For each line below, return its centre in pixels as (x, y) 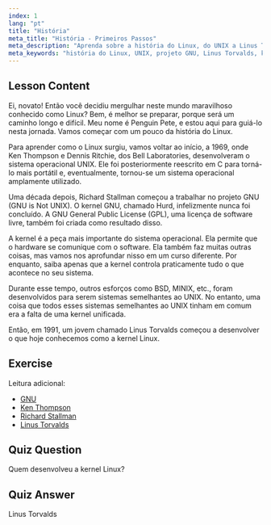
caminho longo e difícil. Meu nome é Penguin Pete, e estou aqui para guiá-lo (135, 123)
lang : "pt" (27, 23)
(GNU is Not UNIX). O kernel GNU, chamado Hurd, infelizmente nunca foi (129, 205)
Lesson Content (49, 86)
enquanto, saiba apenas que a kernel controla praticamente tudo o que (126, 264)
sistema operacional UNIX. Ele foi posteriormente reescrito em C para (124, 164)
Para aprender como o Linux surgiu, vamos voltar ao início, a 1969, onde (128, 147)
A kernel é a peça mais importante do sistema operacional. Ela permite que (133, 238)
